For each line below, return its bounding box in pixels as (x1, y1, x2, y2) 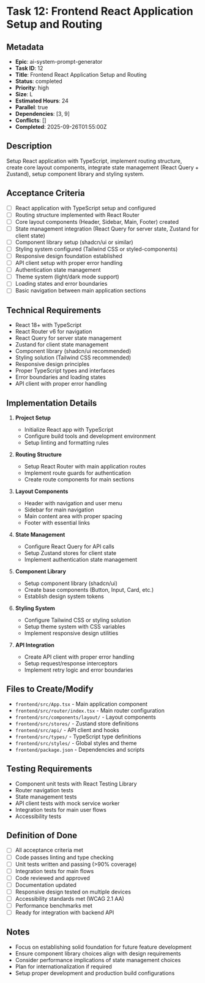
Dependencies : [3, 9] (15, 110, 70, 117)
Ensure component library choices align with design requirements (15, 949, 182, 957)
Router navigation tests (15, 786, 74, 794)
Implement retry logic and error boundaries (24, 667, 133, 673)
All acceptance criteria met (15, 846, 84, 854)
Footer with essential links (24, 519, 91, 526)
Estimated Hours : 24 (15, 97, 69, 104)
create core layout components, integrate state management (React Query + (6, 164, 199, 171)
